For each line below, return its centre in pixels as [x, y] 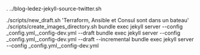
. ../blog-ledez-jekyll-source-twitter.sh [54, 9]
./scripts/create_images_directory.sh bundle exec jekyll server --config [95, 27]
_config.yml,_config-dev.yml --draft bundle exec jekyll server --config [93, 33]
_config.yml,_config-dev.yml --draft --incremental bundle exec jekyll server [100, 39]
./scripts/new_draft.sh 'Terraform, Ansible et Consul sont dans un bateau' [98, 20]
